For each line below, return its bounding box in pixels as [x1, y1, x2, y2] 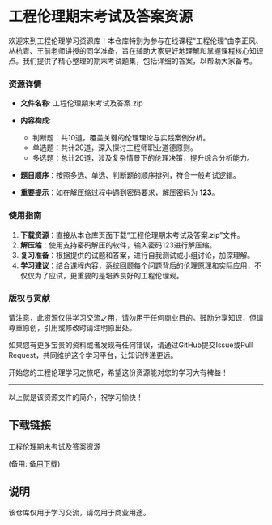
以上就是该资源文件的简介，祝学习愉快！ [8, 392, 143, 402]
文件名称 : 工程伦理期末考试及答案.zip [19, 98, 143, 108]
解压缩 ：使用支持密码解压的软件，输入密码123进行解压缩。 [19, 240, 217, 250]
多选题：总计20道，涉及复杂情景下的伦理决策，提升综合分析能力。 [32, 153, 254, 163]
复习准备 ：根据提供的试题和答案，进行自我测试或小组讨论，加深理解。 [19, 250, 255, 260]
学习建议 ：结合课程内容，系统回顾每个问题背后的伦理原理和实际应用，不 [19, 260, 261, 270]
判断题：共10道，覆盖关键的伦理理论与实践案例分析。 [32, 133, 210, 143]
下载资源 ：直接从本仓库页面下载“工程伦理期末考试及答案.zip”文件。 [19, 230, 244, 239]
